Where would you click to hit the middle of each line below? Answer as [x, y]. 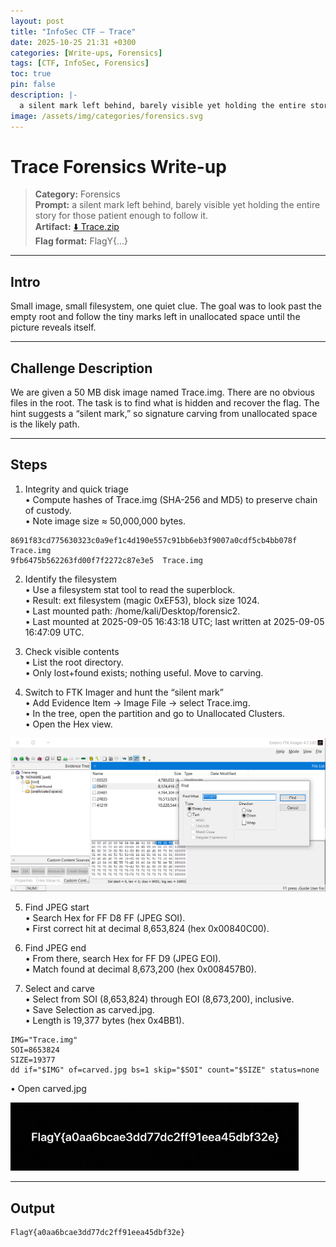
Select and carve [59, 989]
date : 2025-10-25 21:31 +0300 [73, 42]
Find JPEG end [55, 948]
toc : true [31, 74]
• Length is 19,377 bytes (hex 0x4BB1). [104, 1021]
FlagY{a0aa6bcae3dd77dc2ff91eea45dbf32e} [98, 1233]
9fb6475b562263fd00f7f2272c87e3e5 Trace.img [106, 560]
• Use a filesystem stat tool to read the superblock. [130, 589]
